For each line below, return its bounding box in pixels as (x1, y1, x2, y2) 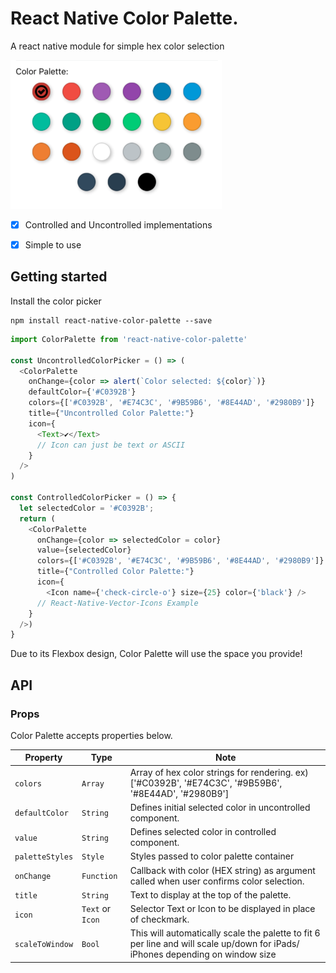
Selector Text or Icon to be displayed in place (129, 903, 316, 915)
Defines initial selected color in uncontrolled (129, 801, 311, 813)
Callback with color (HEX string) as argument (129, 864, 316, 876)
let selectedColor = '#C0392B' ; (19, 503, 155, 513)
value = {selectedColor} (36, 545, 132, 556)
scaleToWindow (14, 940, 74, 950)
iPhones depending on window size (129, 948, 277, 961)
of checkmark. (129, 913, 190, 926)
